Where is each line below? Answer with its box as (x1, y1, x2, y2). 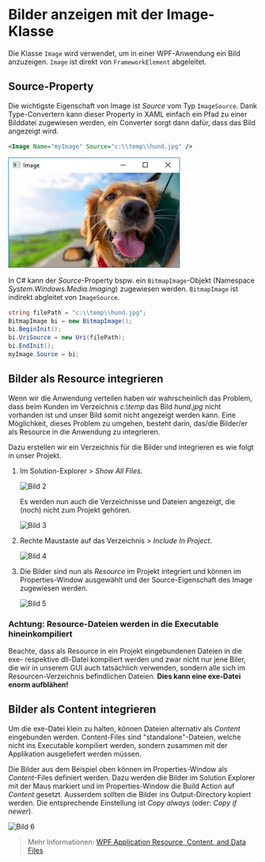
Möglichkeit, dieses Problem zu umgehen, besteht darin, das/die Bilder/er (8, 418, 248, 428)
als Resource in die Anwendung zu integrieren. (8, 427, 161, 436)
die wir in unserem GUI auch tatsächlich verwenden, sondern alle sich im (8, 663, 246, 672)
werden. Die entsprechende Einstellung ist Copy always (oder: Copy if (8, 798, 237, 807)
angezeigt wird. (8, 126, 59, 135)
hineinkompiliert (8, 628, 73, 639)
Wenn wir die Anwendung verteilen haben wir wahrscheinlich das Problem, (8, 393, 253, 403)
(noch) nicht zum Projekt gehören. (19, 505, 132, 515)
